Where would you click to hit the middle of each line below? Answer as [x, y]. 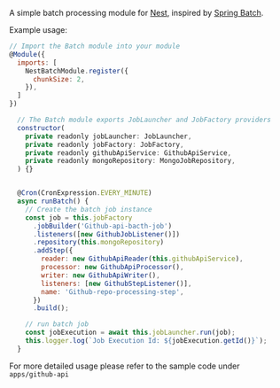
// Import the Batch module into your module [94, 46]
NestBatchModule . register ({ [77, 71]
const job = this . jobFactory [79, 217]
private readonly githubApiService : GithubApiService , [128, 153]
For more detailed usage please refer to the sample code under [124, 366]
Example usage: [39, 30]
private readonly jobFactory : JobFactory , [105, 144]
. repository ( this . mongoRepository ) [98, 243]
